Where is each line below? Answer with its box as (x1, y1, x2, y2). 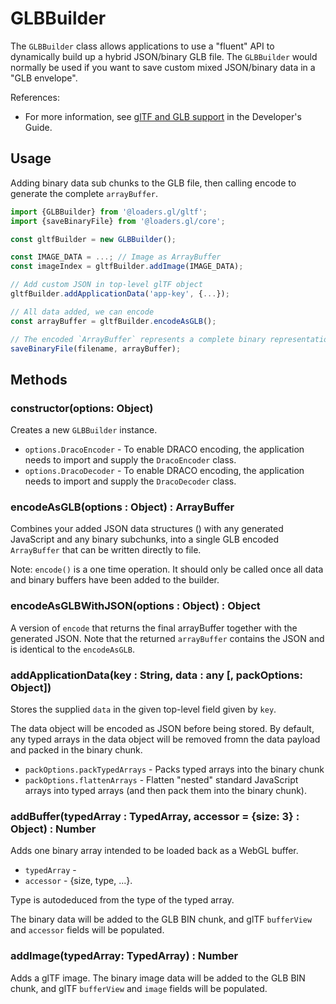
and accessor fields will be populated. (10, 924, 165, 936)
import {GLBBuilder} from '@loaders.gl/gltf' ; (10, 207, 208, 217)
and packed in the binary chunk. (10, 743, 143, 756)
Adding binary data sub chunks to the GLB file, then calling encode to (10, 177, 297, 189)
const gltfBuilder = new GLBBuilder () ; (10, 234, 177, 244)
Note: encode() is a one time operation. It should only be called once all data (10, 563, 324, 576)
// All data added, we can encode (10, 307, 155, 317)
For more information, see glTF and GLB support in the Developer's (24, 110, 302, 122)
